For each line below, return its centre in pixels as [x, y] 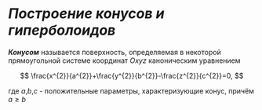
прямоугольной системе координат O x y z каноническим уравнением [124, 60]
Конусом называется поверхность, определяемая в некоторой [115, 52]
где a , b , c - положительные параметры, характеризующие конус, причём [131, 90]
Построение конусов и [86, 14]
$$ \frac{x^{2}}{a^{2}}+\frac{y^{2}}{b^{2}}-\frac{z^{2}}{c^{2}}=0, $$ [132, 75]
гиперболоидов [62, 30]
